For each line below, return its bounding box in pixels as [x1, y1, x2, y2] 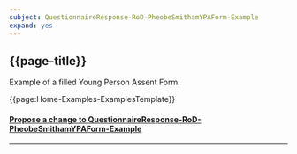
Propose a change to [9, 114, 87, 124]
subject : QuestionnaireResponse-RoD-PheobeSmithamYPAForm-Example [9, 12, 259, 22]
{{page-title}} [9, 54, 88, 69]
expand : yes [9, 21, 53, 30]
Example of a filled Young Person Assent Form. [9, 77, 181, 88]
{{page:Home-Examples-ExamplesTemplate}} [9, 94, 176, 105]
